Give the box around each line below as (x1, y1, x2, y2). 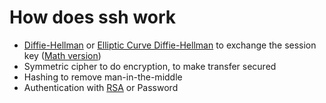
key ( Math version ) (23, 49, 102, 61)
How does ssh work (9, 6, 177, 29)
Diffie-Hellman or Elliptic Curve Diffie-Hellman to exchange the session (23, 39, 317, 51)
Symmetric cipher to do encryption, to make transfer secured (23, 60, 277, 72)
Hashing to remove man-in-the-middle (23, 71, 183, 83)
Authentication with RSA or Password (23, 81, 179, 93)
